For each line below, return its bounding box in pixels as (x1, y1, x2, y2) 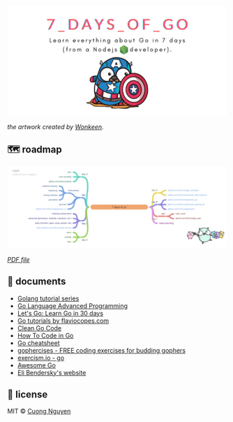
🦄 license (7, 388, 48, 400)
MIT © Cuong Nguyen (7, 407, 71, 416)
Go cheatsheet (17, 338, 61, 347)
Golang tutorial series (17, 294, 80, 303)
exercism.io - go (17, 354, 65, 362)
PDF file (7, 255, 30, 263)
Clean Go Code (17, 323, 61, 332)
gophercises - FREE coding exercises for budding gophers (17, 346, 186, 354)
